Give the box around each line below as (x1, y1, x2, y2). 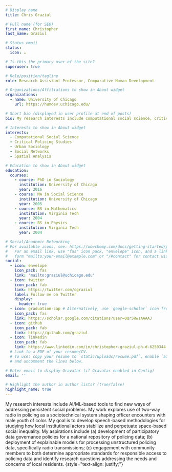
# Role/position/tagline (5, 73, 58, 79)
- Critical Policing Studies (10, 139, 72, 144)
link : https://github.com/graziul (14, 330, 88, 335)
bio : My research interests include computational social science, (5, 116, 153, 121)
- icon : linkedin (10, 335, 47, 340)
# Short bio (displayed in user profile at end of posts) (5, 111, 132, 116)
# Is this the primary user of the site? (5, 59, 95, 64)
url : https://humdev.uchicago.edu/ (14, 102, 91, 107)
